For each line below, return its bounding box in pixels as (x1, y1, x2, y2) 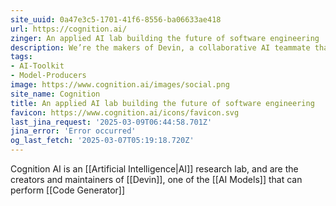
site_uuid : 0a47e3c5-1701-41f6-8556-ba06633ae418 (10, 14, 222, 25)
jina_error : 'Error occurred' (10, 126, 137, 136)
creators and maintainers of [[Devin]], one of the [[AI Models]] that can (10, 174, 303, 185)
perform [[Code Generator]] (10, 184, 126, 196)
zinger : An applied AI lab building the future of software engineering (10, 33, 320, 43)
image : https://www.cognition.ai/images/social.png (10, 80, 230, 90)
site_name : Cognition (10, 89, 101, 99)
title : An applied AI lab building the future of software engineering (10, 98, 315, 108)
